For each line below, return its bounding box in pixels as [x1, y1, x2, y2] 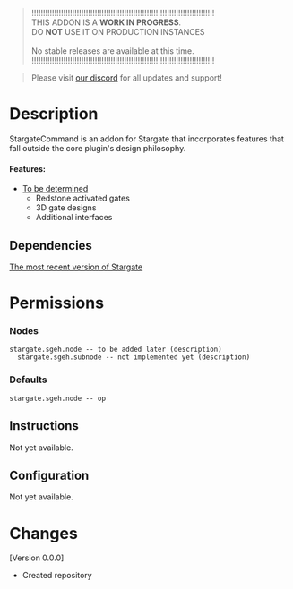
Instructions [9, 418, 79, 433]
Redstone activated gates [35, 192, 130, 204]
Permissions [9, 293, 105, 313]
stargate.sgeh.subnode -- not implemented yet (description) [17, 353, 251, 362]
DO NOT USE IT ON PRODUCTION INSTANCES [30, 27, 205, 37]
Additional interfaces [35, 212, 113, 223]
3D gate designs [35, 202, 97, 213]
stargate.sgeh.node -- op [9, 394, 106, 403]
